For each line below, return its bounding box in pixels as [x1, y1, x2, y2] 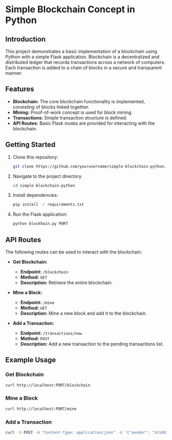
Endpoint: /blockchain [20, 268, 69, 274]
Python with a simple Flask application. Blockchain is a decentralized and [5, 54, 160, 60]
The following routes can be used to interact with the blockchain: [5, 249, 142, 255]
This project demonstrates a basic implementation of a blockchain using [5, 49, 158, 54]
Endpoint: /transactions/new [20, 330, 82, 336]
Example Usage [5, 356, 56, 364]
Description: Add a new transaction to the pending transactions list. [20, 341, 164, 347]
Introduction [5, 35, 46, 43]
